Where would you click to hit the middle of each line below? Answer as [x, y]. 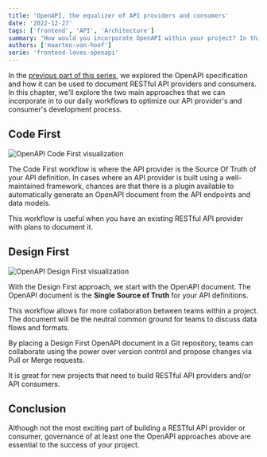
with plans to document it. [51, 227]
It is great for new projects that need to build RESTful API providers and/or [130, 375]
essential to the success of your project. [74, 445]
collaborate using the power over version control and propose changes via [130, 351]
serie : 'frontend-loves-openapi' [64, 53]
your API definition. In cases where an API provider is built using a [116, 177]
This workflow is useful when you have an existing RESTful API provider [126, 218]
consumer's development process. [65, 109]
